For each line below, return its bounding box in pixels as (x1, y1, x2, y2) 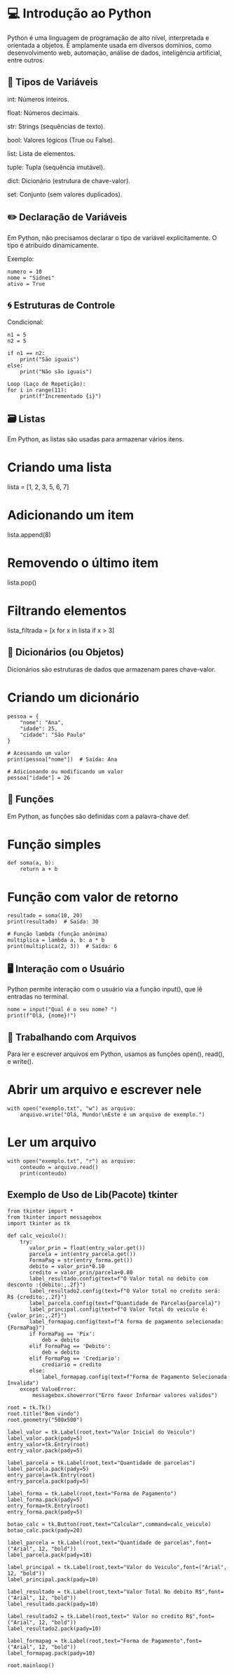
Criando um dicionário (7, 689, 140, 705)
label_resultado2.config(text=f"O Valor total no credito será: (29, 1287, 221, 1295)
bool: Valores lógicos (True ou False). (7, 135, 115, 144)
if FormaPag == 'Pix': (29, 1330, 96, 1337)
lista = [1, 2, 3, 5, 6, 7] (7, 483, 69, 491)
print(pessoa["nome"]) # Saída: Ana (7, 756, 118, 763)
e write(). (7, 1057, 34, 1065)
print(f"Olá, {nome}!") (7, 1012, 77, 1020)
